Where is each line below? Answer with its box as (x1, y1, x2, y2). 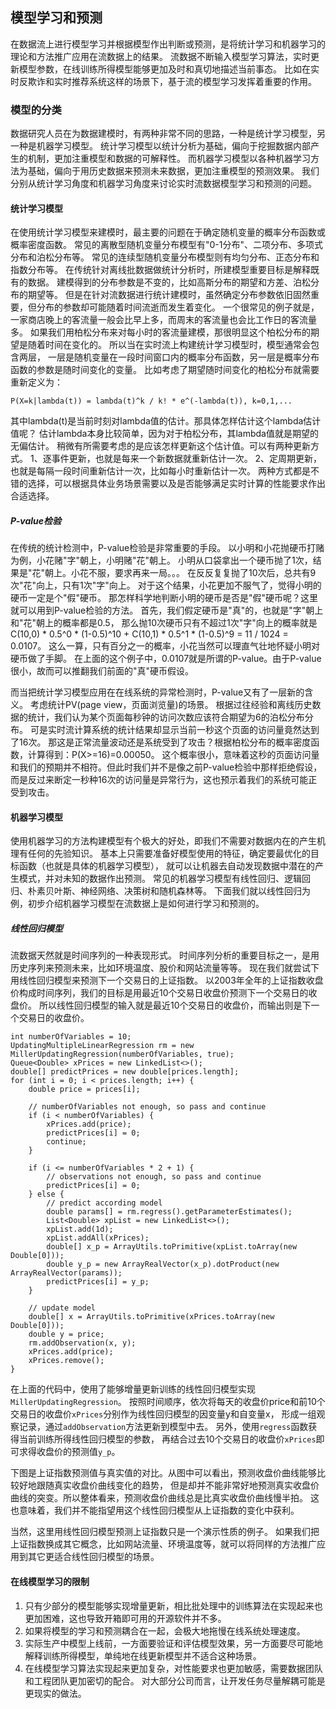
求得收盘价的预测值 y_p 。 (18, 1446, 121, 1458)
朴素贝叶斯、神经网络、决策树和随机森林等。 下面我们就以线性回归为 (27, 885, 311, 897)
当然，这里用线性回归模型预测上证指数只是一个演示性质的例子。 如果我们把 (10, 1526, 320, 1538)
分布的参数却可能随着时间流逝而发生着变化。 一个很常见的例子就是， (36, 301, 320, 313)
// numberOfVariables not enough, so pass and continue (28, 1102, 267, 1112)
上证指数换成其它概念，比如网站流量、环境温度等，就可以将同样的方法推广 (10, 1538, 317, 1550)
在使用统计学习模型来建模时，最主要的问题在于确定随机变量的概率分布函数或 (10, 226, 326, 238)
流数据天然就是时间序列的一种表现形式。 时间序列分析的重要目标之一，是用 (10, 949, 320, 962)
